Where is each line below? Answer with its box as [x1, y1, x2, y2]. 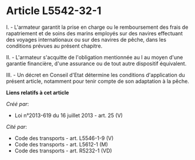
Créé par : [6, 100, 29, 107]
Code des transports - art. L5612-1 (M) [14, 141, 109, 148]
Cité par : [6, 123, 28, 130]
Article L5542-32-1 [6, 4, 102, 18]
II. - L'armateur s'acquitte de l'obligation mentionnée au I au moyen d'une [6, 54, 183, 61]
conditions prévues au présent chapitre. [6, 42, 103, 49]
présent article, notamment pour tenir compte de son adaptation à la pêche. [6, 78, 190, 85]
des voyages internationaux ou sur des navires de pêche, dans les [6, 36, 166, 43]
